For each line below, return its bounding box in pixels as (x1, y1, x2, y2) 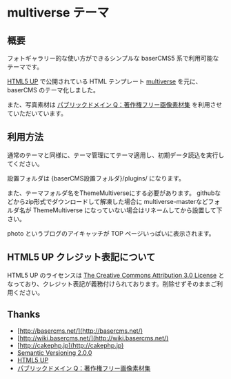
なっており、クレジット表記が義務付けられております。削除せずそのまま (7, 279, 212, 288)
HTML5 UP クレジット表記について (7, 252, 156, 263)
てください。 (7, 159, 43, 167)
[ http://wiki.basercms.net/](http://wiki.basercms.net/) (17, 334, 169, 342)
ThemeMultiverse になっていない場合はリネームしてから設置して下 (32, 206, 223, 214)
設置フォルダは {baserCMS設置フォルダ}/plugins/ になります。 (7, 174, 185, 182)
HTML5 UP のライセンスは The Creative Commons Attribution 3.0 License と (7, 271, 225, 279)
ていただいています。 (7, 110, 68, 117)
